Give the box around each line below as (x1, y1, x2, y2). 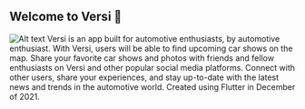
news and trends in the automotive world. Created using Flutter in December (9, 81, 296, 92)
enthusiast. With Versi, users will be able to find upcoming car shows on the (9, 43, 293, 54)
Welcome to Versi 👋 (9, 9, 123, 25)
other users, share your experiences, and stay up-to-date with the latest (9, 72, 280, 83)
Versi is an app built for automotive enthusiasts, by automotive (46, 33, 280, 44)
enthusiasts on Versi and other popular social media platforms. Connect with (9, 62, 296, 73)
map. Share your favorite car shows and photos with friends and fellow (9, 52, 275, 64)
